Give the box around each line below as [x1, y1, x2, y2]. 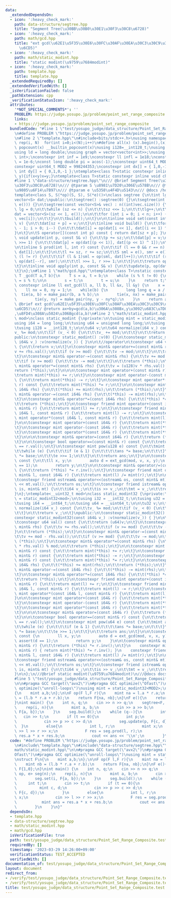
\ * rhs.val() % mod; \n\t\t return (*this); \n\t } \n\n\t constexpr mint [14, 543, 165, 548]
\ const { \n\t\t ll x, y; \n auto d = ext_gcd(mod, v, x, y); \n [14, 458, 165, 463]
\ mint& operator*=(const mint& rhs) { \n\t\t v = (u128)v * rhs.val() [14, 363, 165, 368]
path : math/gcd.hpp [14, 36, 56, 41]
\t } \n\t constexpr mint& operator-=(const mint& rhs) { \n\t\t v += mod [14, 354, 165, 359]
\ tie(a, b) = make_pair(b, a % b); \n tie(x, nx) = [14, 292, 145, 297]
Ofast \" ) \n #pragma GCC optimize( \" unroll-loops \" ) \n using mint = [14, 752, 156, 758]
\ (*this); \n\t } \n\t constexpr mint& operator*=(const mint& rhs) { [14, 539, 160, 544]
